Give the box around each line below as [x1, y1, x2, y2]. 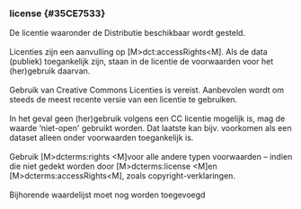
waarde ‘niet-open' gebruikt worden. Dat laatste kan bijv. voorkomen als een [9, 123, 292, 134]
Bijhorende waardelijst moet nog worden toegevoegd [9, 189, 206, 200]
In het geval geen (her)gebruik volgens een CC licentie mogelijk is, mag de [9, 113, 286, 124]
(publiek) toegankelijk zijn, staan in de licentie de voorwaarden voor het [9, 57, 274, 67]
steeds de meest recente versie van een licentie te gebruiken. [9, 94, 238, 105]
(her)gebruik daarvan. [9, 65, 91, 76]
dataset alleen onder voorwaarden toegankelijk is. [9, 133, 194, 144]
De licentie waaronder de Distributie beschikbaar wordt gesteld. [9, 28, 245, 39]
